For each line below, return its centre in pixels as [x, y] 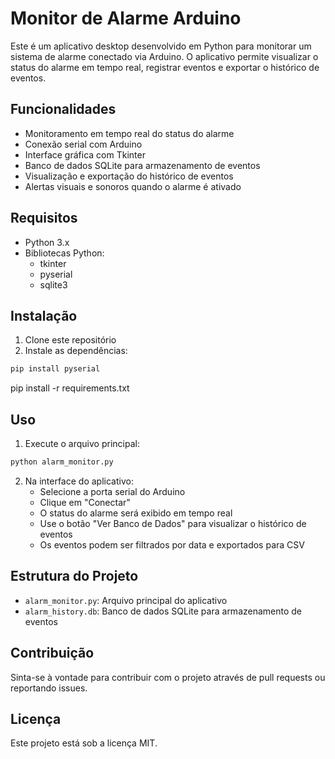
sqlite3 [53, 284]
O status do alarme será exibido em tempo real [136, 513]
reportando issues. [49, 688]
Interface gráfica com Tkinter [85, 154]
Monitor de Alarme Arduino [126, 18]
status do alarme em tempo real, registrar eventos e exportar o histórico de [165, 67]
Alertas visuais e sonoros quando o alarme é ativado [133, 186]
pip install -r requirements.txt [70, 388]
